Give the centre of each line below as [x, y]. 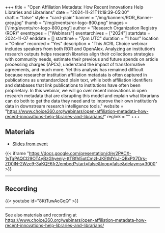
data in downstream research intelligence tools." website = [64, 106]
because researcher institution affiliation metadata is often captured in [76, 75]
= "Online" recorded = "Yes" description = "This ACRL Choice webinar [76, 43]
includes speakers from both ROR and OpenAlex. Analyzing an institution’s [80, 49]
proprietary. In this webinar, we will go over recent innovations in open [76, 91]
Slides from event [30, 144]
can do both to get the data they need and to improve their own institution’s [81, 101]
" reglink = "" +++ [122, 116]
